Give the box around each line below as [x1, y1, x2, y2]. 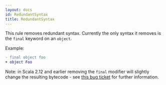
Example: [5, 45, 24, 51]
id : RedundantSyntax [5, 12, 48, 17]
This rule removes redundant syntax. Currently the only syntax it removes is [5, 30, 161, 36]
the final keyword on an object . [5, 35, 72, 41]
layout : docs [5, 7, 32, 12]
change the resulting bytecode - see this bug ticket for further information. [5, 74, 159, 80]
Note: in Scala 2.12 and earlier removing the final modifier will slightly [5, 68, 149, 75]
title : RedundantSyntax [5, 16, 55, 21]
